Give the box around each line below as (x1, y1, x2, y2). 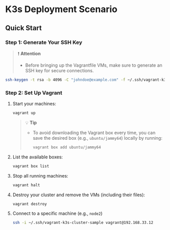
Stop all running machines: (12, 172, 68, 179)
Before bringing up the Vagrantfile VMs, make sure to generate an (25, 62, 163, 68)
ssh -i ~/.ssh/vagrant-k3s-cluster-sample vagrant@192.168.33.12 (12, 220, 153, 225)
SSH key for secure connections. (25, 67, 94, 74)
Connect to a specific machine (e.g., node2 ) (12, 210, 103, 216)
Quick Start (5, 24, 42, 32)
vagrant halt (12, 183, 40, 188)
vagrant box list (12, 163, 50, 168)
